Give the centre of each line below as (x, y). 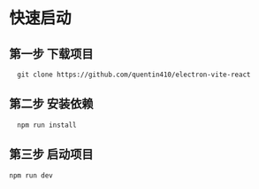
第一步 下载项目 (51, 54)
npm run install (47, 125)
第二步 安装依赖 (51, 104)
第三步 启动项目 (51, 155)
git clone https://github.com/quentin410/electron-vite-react (134, 75)
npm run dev (31, 175)
